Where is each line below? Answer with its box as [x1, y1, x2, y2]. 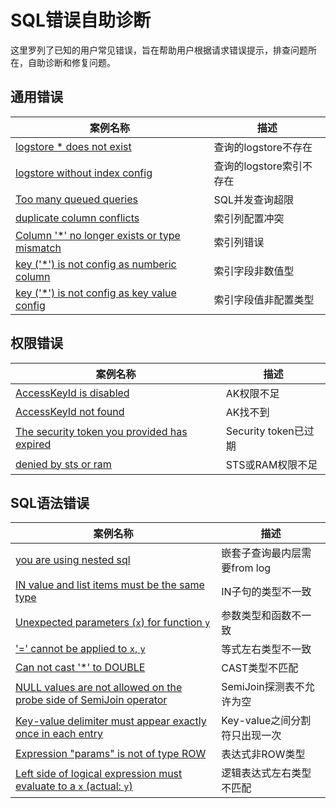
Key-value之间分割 [221, 714, 312, 728]
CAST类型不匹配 [221, 661, 299, 675]
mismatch [15, 241, 62, 255]
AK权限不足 [225, 386, 280, 400]
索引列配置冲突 [213, 211, 285, 225]
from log [231, 561, 272, 575]
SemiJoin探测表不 [221, 680, 305, 694]
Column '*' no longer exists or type [15, 228, 181, 242]
